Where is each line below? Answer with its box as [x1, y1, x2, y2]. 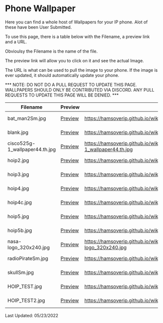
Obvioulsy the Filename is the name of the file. [5, 48, 98, 54]
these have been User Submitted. [5, 24, 72, 30]
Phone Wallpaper [5, 3, 76, 14]
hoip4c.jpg [7, 199, 33, 206]
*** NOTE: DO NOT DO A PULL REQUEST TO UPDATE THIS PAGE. [5, 81, 137, 88]
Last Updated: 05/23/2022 [5, 312, 59, 318]
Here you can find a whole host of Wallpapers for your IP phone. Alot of [5, 19, 148, 25]
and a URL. [5, 38, 27, 44]
